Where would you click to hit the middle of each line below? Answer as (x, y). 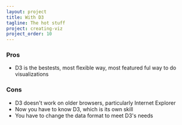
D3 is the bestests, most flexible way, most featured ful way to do (95, 68)
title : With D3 (25, 17)
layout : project (26, 12)
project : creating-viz (34, 28)
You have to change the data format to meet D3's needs (84, 115)
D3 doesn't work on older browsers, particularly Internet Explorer (95, 103)
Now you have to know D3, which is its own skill (74, 109)
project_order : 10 (29, 34)
